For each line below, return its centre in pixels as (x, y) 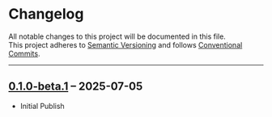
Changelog (46, 14)
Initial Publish (42, 106)
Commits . (24, 53)
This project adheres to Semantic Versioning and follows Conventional (125, 44)
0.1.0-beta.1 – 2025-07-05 (76, 87)
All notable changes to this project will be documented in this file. (117, 36)
